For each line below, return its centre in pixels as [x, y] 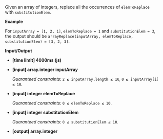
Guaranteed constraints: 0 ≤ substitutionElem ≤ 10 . [65, 122]
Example [14, 22]
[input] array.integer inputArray [45, 69]
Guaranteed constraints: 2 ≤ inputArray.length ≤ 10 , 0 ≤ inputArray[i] [85, 79]
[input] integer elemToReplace [43, 94]
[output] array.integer [35, 131]
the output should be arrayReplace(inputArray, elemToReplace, [69, 36]
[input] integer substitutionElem [45, 112]
